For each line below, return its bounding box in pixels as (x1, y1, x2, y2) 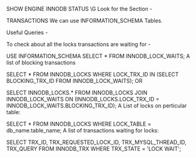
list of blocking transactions (6, 59, 76, 66)
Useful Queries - (6, 29, 48, 36)
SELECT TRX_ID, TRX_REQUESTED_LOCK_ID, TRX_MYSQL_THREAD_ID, (6, 138, 187, 146)
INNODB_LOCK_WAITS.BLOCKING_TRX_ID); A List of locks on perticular (6, 102, 187, 109)
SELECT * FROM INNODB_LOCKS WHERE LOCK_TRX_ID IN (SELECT (6, 71, 179, 78)
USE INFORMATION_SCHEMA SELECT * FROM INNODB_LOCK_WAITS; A (6, 52, 191, 60)
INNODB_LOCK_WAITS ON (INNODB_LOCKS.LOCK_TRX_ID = (6, 96, 159, 102)
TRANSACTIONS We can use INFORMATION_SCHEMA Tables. (6, 17, 163, 24)
